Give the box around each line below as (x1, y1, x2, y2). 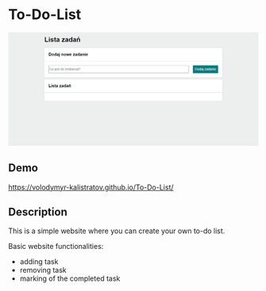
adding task (19, 257, 59, 266)
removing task (19, 266, 67, 275)
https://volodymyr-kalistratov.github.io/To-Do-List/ (8, 182, 174, 192)
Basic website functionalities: (8, 242, 104, 251)
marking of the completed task (19, 274, 121, 283)
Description (8, 205, 67, 219)
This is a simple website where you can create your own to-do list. (8, 226, 226, 235)
